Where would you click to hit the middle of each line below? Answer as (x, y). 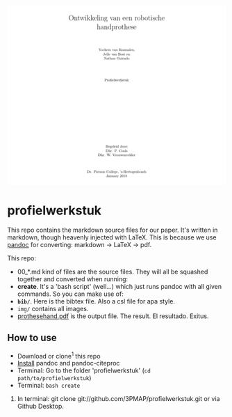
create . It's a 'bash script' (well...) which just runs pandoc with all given (119, 286)
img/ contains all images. (53, 308)
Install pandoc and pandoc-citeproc (68, 363)
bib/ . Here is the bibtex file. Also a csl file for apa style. (96, 301)
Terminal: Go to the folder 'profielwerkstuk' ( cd (84, 370)
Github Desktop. (41, 407)
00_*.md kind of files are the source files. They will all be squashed (113, 272)
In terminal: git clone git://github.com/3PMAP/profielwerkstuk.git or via (118, 399)
